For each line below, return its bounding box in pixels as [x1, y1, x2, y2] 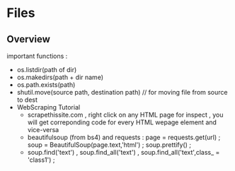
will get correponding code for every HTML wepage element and [27, 118, 217, 126]
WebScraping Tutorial [16, 103, 81, 111]
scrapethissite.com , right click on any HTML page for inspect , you [27, 111, 224, 119]
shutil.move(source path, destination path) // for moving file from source [16, 88, 228, 96]
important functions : [6, 52, 68, 60]
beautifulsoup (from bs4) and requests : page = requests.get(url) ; [27, 133, 221, 141]
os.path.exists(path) [16, 81, 76, 89]
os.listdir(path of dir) [16, 66, 77, 73]
